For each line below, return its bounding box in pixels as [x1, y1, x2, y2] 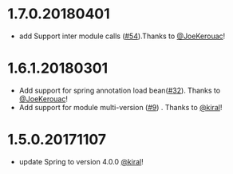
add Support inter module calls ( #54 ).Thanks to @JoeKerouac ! [18, 31, 226, 41]
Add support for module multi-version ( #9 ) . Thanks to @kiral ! [18, 102, 223, 112]
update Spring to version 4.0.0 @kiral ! [18, 156, 144, 166]
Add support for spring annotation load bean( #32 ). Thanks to [18, 85, 221, 95]
